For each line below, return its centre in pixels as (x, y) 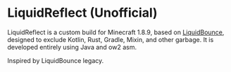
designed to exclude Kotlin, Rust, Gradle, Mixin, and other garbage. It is (111, 39)
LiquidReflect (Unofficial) (82, 13)
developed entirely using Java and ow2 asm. (72, 47)
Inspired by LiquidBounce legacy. (56, 60)
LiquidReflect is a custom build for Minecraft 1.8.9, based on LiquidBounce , (116, 32)
